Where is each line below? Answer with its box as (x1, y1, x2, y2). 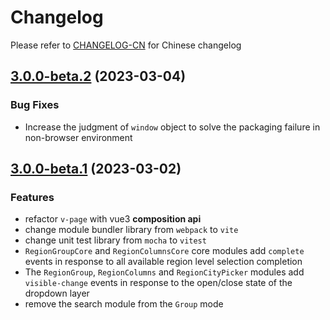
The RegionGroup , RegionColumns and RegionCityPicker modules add (24, 266, 305, 278)
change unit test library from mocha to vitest (24, 234, 207, 246)
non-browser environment (24, 131, 133, 143)
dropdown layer (24, 287, 90, 300)
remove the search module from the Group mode (24, 298, 224, 310)
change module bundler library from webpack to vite (24, 224, 239, 236)
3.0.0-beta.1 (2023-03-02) (10, 161, 182, 178)
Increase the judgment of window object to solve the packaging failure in (24, 121, 321, 133)
